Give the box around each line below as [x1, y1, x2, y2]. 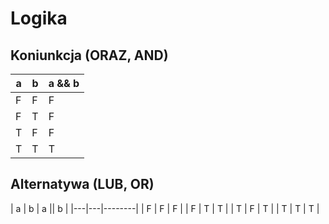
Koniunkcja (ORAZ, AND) [10, 47, 169, 64]
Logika [10, 7, 68, 30]
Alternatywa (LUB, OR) [10, 176, 155, 193]
